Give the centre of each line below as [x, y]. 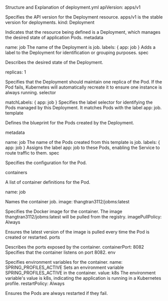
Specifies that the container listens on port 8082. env [60, 252]
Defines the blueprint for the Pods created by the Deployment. [70, 123]
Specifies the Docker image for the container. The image [64, 211]
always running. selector [31, 92]
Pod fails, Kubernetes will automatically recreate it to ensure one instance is [84, 87]
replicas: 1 [16, 72]
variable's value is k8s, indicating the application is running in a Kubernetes [83, 278]
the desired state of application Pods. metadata [54, 37]
